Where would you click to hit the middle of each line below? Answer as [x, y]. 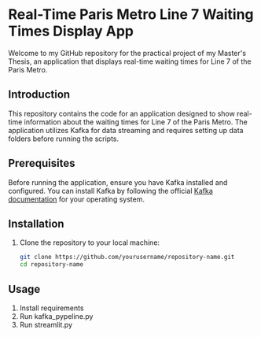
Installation [36, 223]
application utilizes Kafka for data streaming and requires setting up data [126, 130]
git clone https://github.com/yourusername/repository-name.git [127, 257]
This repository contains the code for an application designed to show [122, 113]
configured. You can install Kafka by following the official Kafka [111, 191]
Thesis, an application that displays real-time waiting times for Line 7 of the [130, 61]
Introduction [39, 95]
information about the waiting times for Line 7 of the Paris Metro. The [136, 122]
